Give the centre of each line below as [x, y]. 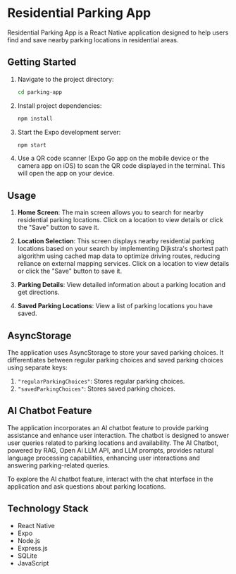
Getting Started [42, 62]
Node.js [29, 540]
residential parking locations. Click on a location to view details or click [120, 220]
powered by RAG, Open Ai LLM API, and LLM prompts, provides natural [111, 450]
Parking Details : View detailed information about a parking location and [122, 285]
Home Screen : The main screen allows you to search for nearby [111, 212]
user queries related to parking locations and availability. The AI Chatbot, [113, 443]
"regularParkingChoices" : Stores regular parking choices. [101, 381]
